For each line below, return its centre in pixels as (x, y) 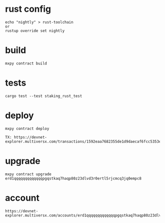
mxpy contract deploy (27, 128)
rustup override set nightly (35, 31)
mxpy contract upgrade (28, 174)
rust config (28, 9)
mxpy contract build (26, 63)
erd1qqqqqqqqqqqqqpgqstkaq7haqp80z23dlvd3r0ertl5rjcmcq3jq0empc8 (73, 178)
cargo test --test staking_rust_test (44, 96)
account (22, 198)
